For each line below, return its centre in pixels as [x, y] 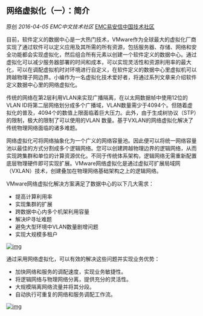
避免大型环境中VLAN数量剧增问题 [56, 227]
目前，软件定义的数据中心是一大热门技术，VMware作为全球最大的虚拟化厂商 [101, 39]
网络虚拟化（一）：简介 [48, 11]
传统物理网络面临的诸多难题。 [43, 127]
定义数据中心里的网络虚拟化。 [43, 85]
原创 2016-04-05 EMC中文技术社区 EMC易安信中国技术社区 [81, 27]
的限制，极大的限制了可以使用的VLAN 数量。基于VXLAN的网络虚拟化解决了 [100, 120]
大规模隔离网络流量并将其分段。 [55, 286]
